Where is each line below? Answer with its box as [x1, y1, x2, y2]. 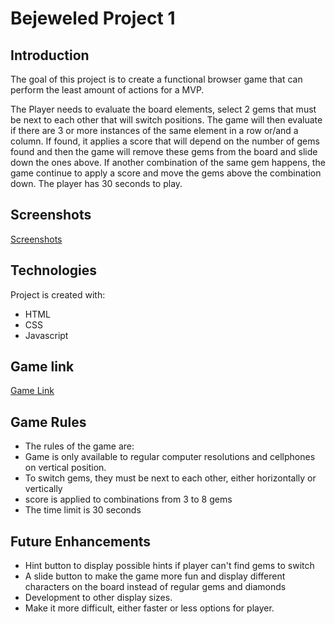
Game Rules [10, 413, 87, 431]
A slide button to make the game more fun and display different [24, 570, 286, 582]
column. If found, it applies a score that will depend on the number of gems [10, 135, 320, 147]
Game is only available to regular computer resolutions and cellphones [24, 451, 316, 463]
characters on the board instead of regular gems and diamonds [24, 581, 287, 593]
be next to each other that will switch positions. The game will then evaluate [10, 114, 323, 126]
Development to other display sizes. [24, 592, 173, 604]
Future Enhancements [10, 533, 152, 550]
